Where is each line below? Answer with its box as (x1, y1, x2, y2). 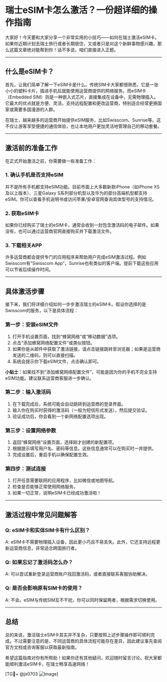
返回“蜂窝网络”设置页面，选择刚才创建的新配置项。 (12, 439, 117, 445)
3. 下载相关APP (5, 242, 42, 249)
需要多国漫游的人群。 (13, 106, 58, 112)
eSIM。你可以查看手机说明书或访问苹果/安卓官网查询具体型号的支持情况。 (5, 196, 157, 202)
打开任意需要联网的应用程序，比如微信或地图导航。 (12, 478, 117, 484)
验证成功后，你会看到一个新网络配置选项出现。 (12, 413, 108, 419)
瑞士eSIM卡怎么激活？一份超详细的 (5, 4, 149, 16)
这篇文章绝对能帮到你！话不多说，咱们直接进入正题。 (9, 47, 118, 53)
